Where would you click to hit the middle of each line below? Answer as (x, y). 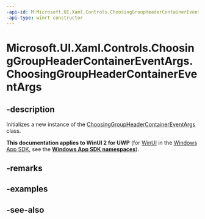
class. (14, 131)
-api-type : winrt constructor (45, 18)
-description (31, 110)
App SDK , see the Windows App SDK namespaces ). (73, 149)
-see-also (25, 210)
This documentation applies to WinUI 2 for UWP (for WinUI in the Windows (102, 143)
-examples (27, 189)
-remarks (24, 168)
